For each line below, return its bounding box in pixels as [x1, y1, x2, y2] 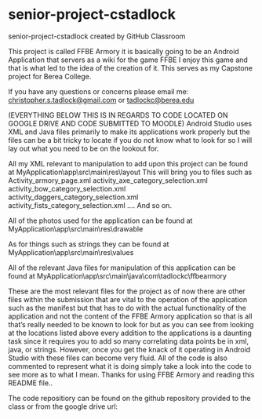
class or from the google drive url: [8, 402, 118, 411]
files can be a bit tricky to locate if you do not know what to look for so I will [8, 135, 253, 144]
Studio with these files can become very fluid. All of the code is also [8, 353, 227, 363]
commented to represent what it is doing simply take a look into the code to [8, 361, 253, 370]
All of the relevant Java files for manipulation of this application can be [8, 263, 236, 272]
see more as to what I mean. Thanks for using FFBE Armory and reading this [8, 370, 255, 379]
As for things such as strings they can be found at [8, 239, 169, 249]
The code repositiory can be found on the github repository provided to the [8, 393, 251, 403]
